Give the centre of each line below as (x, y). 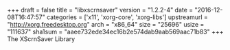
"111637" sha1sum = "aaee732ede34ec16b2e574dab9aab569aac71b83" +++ (115, 32)
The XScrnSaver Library (41, 39)
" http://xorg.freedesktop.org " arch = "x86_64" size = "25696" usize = (106, 24)
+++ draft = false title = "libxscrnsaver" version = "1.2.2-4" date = (100, 10)
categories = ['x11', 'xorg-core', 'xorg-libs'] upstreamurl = (127, 17)
